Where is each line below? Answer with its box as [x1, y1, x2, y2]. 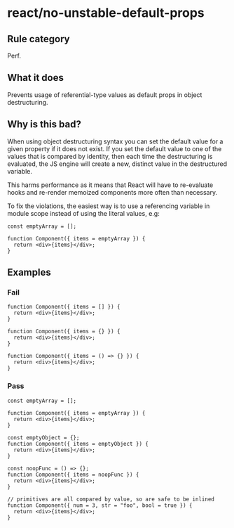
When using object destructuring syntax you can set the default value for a [7, 137, 223, 146]
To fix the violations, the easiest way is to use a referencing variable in [7, 202, 210, 210]
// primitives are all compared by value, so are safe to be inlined [7, 496, 215, 503]
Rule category [7, 33, 70, 45]
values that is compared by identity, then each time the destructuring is [7, 152, 213, 160]
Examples [7, 266, 51, 278]
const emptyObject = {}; [7, 434, 80, 441]
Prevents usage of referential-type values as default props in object [7, 90, 202, 99]
